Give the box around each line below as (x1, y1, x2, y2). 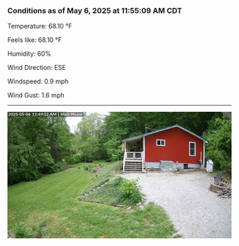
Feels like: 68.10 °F (7, 36, 62, 44)
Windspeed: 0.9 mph (7, 77, 69, 86)
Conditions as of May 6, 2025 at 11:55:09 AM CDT (7, 6, 183, 16)
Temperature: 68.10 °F (7, 22, 73, 31)
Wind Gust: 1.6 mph (7, 91, 65, 100)
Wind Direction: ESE (7, 63, 66, 72)
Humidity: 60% (7, 49, 52, 58)
